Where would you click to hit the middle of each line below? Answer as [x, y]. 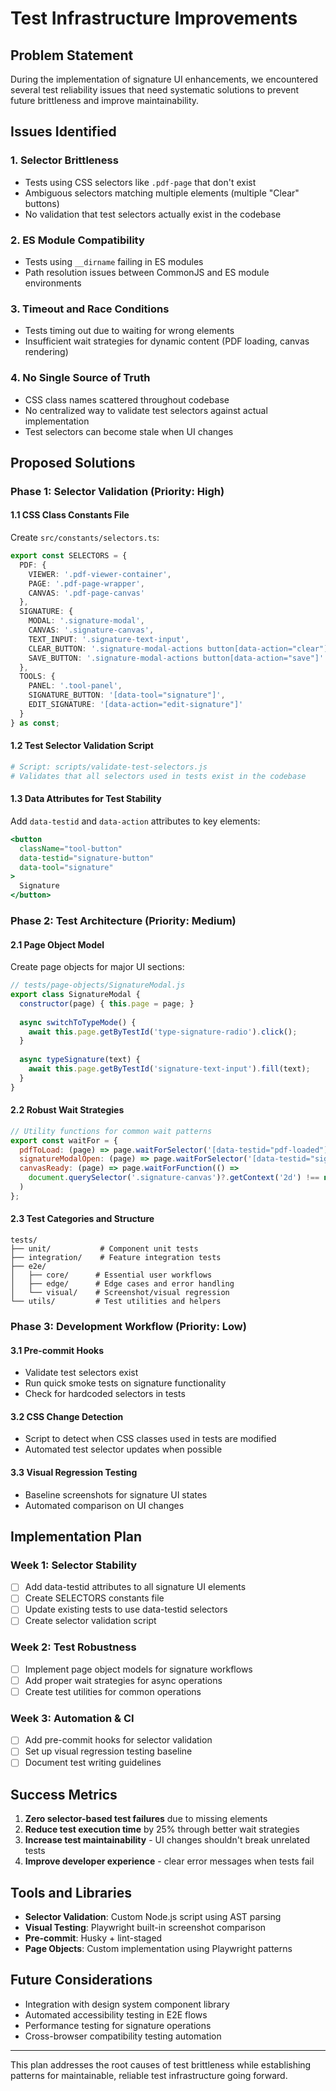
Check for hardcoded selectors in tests [105, 1394]
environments [53, 283]
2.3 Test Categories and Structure [82, 1219]
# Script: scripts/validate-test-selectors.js [109, 767]
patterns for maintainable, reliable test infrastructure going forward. [149, 2075]
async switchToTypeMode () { [78, 1022]
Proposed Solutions [73, 462]
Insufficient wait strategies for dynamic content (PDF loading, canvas [167, 341]
